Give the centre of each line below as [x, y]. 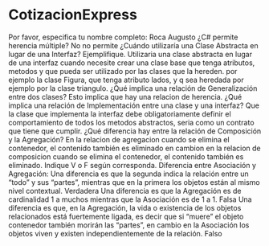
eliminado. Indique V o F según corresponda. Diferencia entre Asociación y [132, 165]
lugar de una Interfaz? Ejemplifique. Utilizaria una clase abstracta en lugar [130, 54]
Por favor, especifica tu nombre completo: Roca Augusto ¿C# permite [123, 37]
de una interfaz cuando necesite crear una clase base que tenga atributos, [132, 63]
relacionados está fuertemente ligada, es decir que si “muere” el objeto [126, 216]
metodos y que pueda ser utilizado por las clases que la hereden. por [123, 71]
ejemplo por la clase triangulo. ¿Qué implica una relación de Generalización [133, 88]
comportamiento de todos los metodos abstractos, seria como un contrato [131, 122]
